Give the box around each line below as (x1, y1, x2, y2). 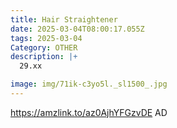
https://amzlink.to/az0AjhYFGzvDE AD (10, 106, 168, 118)
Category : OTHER (10, 42, 78, 53)
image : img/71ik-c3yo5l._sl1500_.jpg (10, 79, 168, 90)
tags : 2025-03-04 (10, 33, 83, 43)
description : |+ (10, 52, 78, 62)
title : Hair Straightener (10, 14, 118, 25)
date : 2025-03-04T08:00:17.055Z (10, 24, 145, 34)
